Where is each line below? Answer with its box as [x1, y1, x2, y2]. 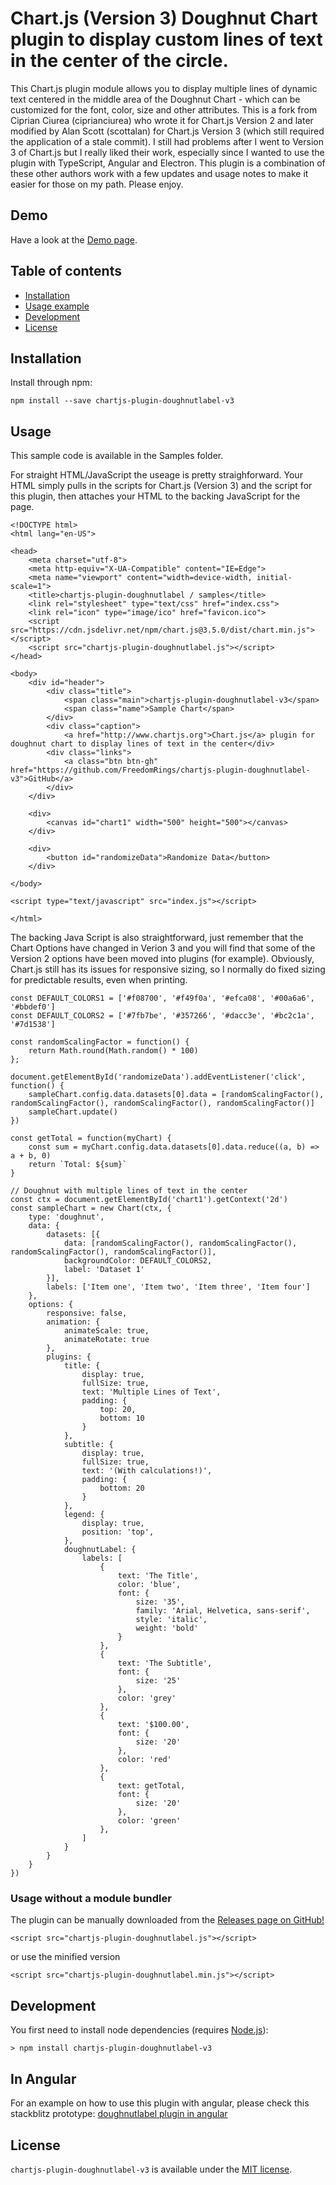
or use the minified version [10, 1951, 121, 1963]
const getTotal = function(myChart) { [10, 1133, 172, 1144]
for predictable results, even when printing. [10, 974, 188, 986]
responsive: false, [46, 1308, 128, 1319]
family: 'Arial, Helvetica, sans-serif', [135, 1606, 311, 1616]
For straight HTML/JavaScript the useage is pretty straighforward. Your [10, 469, 303, 481]
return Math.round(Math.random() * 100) [28, 1046, 199, 1056]
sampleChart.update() [28, 1107, 118, 1117]
